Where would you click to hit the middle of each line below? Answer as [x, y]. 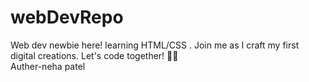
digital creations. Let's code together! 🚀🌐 [94, 55]
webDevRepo [67, 17]
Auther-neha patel [48, 66]
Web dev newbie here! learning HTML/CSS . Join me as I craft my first [155, 45]
